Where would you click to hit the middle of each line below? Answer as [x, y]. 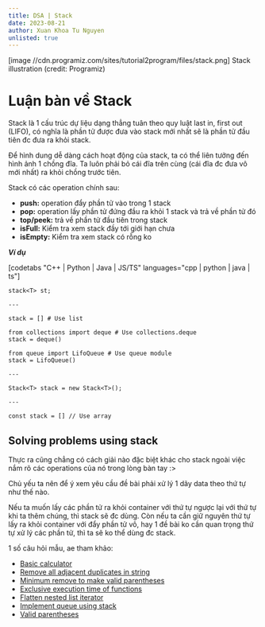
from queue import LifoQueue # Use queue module [90, 354]
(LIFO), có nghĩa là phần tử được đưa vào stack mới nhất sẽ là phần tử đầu [129, 131]
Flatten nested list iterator [61, 597]
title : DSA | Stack [40, 16]
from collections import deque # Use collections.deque [102, 333]
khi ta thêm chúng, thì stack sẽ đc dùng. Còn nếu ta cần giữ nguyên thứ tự [130, 516]
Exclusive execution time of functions [81, 589]
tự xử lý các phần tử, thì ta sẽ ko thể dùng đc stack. [92, 533]
